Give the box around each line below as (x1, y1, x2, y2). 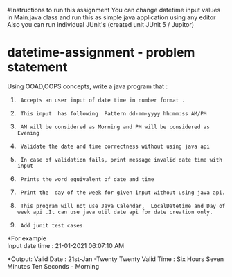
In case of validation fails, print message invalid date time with (20, 156, 223, 163)
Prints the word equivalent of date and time (20, 175, 154, 182)
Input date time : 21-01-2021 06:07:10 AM (7, 241, 125, 249)
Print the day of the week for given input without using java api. (20, 189, 226, 196)
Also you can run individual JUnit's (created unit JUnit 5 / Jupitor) (7, 21, 195, 28)
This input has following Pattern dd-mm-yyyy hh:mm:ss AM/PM (20, 110, 207, 117)
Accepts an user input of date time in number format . (20, 97, 186, 104)
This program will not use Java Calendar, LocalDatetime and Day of (20, 202, 226, 209)
